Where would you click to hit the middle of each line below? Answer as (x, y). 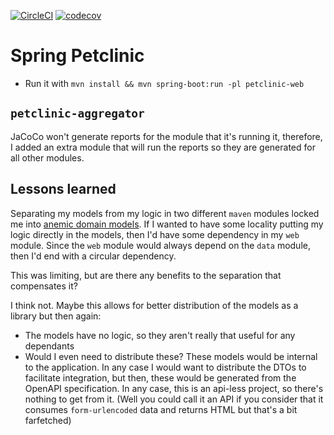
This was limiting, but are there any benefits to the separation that (146, 275)
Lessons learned (63, 189)
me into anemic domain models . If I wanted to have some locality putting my (167, 224)
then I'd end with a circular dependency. (93, 256)
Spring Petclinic (77, 56)
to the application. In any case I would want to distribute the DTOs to (165, 367)
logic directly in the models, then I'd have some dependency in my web (155, 234)
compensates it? (44, 286)
